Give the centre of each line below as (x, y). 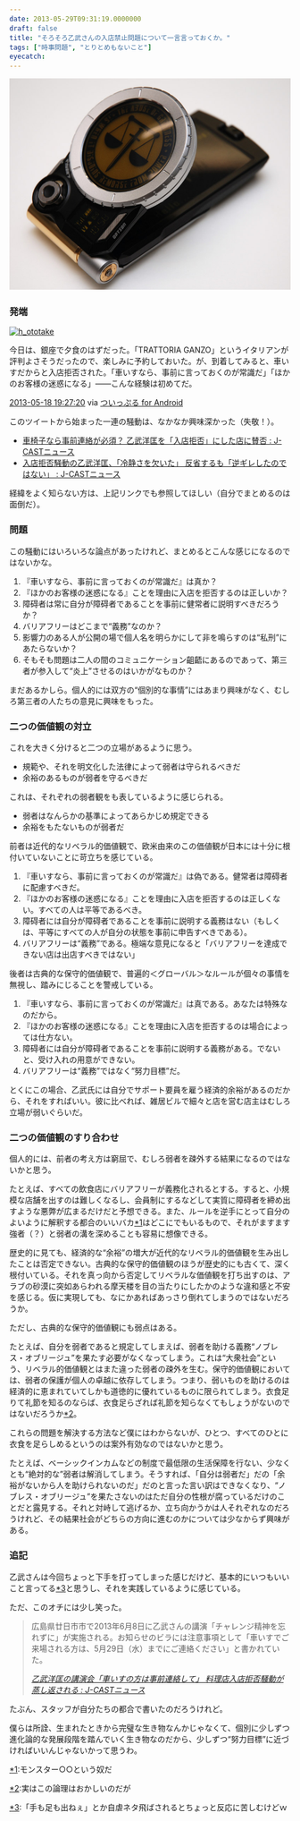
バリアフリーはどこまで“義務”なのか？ (92, 625)
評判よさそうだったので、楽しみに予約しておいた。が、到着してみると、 (142, 362)
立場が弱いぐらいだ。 (48, 1112)
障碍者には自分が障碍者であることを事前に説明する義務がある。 (139, 1049)
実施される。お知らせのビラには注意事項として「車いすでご (180, 1637)
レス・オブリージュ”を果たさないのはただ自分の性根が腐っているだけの (147, 1497)
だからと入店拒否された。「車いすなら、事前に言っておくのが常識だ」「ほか (153, 372)
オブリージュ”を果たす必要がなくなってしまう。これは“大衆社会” (142, 1358)
